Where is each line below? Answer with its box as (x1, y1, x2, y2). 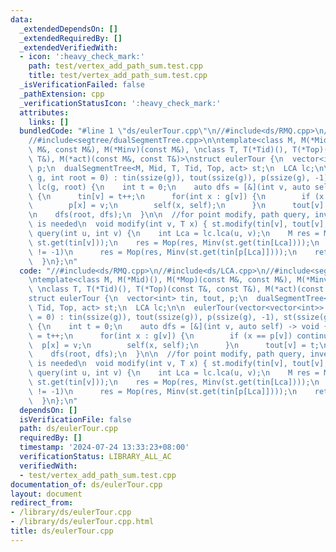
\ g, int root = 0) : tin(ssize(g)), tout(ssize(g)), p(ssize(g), (28, 172, 311, 183)
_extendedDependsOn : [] (19, 24, 118, 34)
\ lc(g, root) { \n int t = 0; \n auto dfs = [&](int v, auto (28, 182, 311, 192)
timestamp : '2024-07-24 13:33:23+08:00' (19, 442, 190, 453)
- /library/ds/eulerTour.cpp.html (10, 517, 155, 527)
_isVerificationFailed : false (19, 80, 145, 90)
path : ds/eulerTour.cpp (19, 424, 118, 434)
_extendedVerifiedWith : (19, 42, 118, 53)
